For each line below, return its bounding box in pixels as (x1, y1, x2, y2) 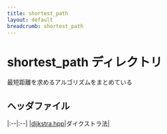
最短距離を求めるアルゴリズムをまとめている (7, 78, 133, 86)
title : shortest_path (7, 10, 69, 17)
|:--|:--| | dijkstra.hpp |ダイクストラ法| (7, 120, 110, 128)
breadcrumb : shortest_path (7, 23, 84, 29)
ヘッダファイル (7, 100, 70, 111)
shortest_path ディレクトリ (7, 54, 162, 70)
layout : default (7, 16, 53, 23)
